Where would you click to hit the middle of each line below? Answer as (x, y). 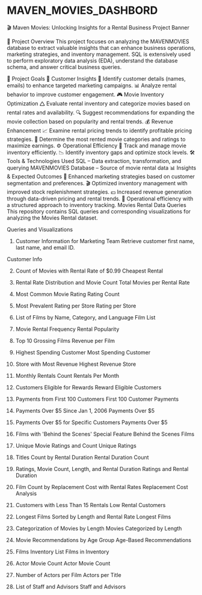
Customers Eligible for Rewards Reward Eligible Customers (88, 387)
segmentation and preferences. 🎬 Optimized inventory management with (97, 183)
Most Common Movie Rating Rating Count (67, 294)
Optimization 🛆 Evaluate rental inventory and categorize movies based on (99, 103)
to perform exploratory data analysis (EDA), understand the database (92, 60)
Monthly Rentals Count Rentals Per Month (67, 375)
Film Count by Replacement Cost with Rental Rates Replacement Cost (102, 487)
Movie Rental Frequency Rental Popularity (67, 329)
